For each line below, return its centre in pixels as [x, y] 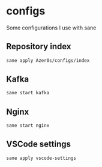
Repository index [39, 47]
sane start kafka [28, 93]
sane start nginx [28, 126]
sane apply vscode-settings [41, 158]
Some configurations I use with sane [51, 28]
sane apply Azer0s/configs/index [48, 60]
